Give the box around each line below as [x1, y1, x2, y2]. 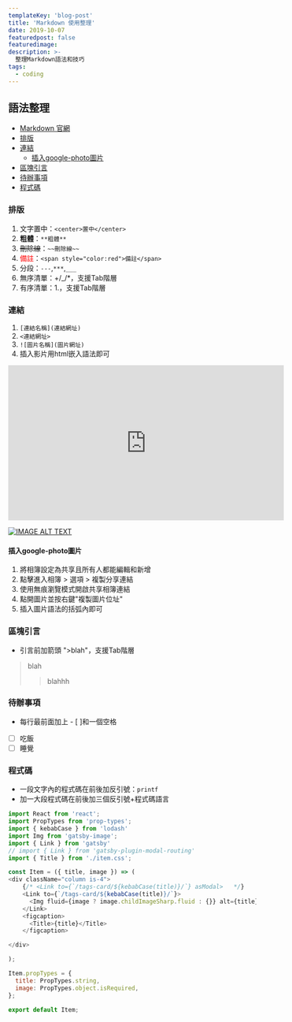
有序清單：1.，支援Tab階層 [19, 283, 106, 292]
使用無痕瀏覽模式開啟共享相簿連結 [19, 585, 131, 594]
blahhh [46, 676, 70, 686]
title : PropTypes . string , [15, 976, 101, 985]
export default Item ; [8, 1005, 79, 1013]
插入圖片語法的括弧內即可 [19, 604, 103, 614]
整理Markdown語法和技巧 [15, 56, 85, 64]
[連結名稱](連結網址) [19, 325, 81, 333]
